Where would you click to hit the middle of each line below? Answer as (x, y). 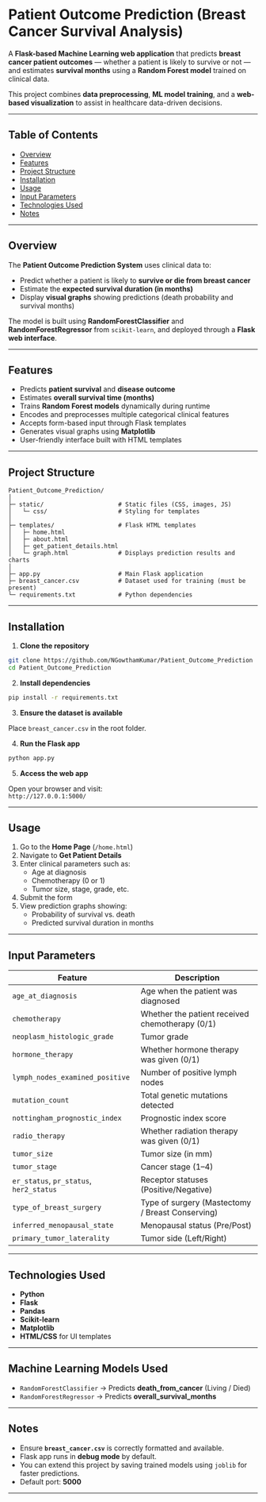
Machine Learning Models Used (88, 1369)
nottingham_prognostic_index (67, 1118)
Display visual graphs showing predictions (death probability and (126, 297)
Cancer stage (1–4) (177, 1167)
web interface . (33, 338)
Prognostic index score (184, 1118)
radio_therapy (39, 1136)
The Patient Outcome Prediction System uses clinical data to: (110, 264)
